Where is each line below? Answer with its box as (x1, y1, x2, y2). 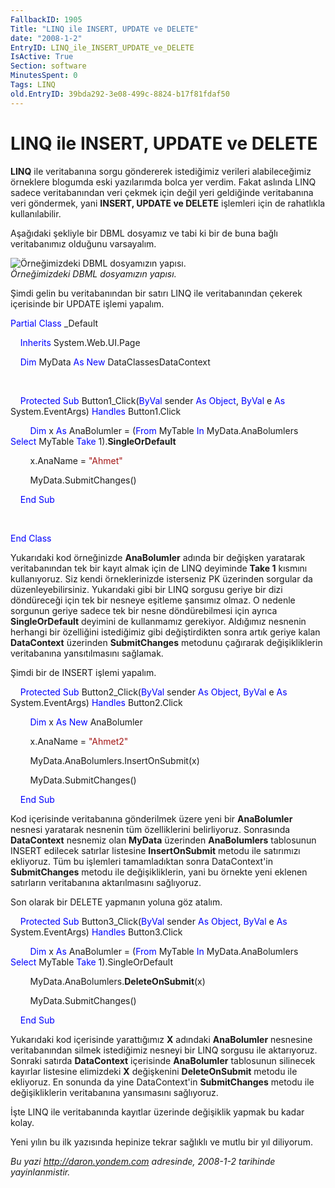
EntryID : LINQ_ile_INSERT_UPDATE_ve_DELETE (10, 42, 195, 53)
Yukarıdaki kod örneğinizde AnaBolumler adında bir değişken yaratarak (10, 551, 306, 563)
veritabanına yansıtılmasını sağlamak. (10, 647, 164, 659)
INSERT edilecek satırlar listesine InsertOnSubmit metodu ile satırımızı (10, 844, 301, 856)
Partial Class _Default (10, 317, 99, 329)
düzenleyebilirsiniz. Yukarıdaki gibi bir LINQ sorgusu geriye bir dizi (10, 583, 283, 595)
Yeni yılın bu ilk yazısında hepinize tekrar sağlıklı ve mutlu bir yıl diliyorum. (10, 1136, 313, 1148)
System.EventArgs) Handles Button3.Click (10, 926, 183, 938)
